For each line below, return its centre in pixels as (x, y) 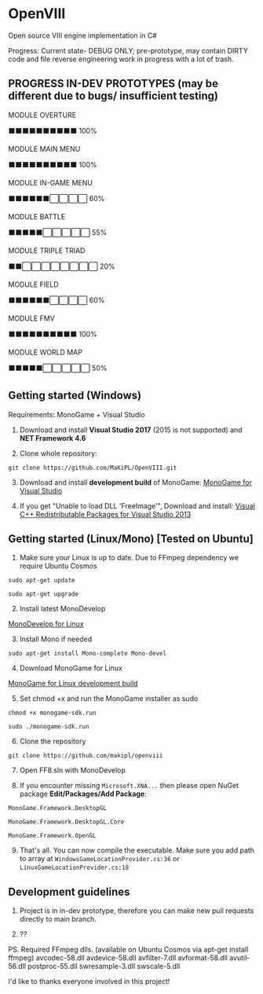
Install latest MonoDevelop (62, 609)
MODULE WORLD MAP (45, 352)
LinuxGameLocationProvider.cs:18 (74, 868)
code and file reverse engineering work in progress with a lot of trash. (121, 59)
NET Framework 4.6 (53, 438)
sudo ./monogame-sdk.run (49, 727)
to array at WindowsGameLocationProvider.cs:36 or (99, 859)
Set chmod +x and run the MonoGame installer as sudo (109, 699)
